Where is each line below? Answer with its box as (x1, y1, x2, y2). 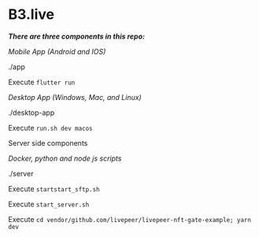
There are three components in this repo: (8, 31, 146, 41)
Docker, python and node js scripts (8, 154, 122, 163)
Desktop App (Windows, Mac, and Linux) (8, 92, 142, 102)
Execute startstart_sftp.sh (8, 183, 100, 194)
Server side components (8, 138, 88, 147)
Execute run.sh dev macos (8, 123, 93, 132)
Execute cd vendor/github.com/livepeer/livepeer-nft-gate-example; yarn (8, 214, 252, 224)
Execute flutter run (8, 77, 76, 87)
